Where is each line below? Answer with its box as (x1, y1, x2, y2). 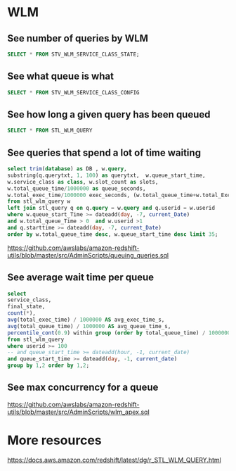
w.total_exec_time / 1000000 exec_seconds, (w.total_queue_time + (7, 191, 197, 199)
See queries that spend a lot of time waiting (7, 146, 202, 158)
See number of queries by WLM (7, 32, 149, 44)
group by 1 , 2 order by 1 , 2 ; (7, 362, 90, 370)
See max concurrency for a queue (7, 382, 159, 394)
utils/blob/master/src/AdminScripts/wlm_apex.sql (7, 408, 150, 416)
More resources (7, 432, 102, 448)
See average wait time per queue (7, 272, 155, 284)
